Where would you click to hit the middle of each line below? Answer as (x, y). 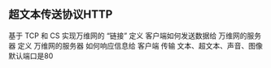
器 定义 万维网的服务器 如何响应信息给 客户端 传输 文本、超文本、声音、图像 (135, 45)
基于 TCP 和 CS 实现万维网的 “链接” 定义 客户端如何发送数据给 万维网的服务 (135, 36)
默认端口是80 (31, 56)
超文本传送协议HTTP (61, 15)
